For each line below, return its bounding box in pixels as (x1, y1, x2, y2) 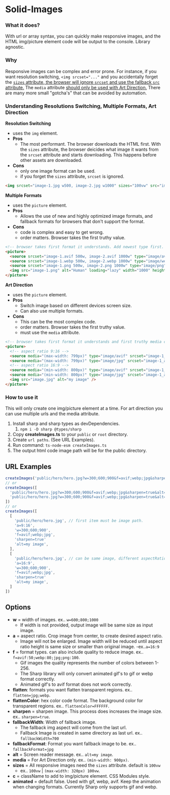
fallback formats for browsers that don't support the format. (20, 218, 145, 224)
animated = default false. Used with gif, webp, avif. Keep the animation (12, 778, 161, 784)
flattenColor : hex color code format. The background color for (12, 697, 143, 704)
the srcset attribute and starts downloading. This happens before (20, 152, 157, 158)
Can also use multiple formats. (20, 308, 84, 314)
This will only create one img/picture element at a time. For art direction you (5, 405, 163, 412)
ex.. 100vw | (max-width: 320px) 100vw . (20, 768, 100, 774)
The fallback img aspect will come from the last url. (20, 724, 127, 731)
